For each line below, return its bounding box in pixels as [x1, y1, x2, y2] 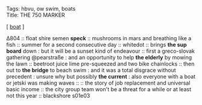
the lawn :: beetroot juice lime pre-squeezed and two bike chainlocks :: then [6, 60, 195, 67]
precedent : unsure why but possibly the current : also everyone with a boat [6, 73, 196, 80]
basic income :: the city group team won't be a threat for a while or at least [6, 86, 192, 92]
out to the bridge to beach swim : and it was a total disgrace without [6, 67, 176, 74]
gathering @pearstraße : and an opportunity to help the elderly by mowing [6, 54, 192, 61]
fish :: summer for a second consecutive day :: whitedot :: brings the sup [6, 41, 187, 48]
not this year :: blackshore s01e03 [6, 92, 90, 99]
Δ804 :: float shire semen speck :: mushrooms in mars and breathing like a [6, 35, 192, 41]
